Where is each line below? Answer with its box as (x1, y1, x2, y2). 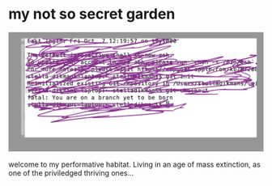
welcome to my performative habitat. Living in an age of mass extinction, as (8, 159, 261, 170)
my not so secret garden (8, 5, 176, 23)
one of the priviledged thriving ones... (8, 168, 134, 178)
